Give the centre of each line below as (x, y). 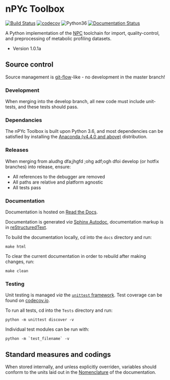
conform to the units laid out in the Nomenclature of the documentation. (81, 372)
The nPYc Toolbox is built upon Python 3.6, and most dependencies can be (84, 131)
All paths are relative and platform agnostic (58, 182)
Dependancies (24, 120)
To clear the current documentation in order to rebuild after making (76, 256)
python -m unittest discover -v (40, 320)
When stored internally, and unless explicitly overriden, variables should (81, 367)
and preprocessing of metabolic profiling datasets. (58, 38)
